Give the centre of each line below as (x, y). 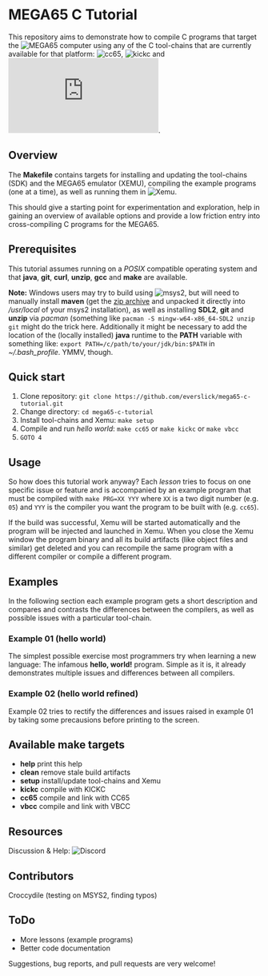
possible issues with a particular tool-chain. (80, 618)
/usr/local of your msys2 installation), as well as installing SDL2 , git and (126, 309)
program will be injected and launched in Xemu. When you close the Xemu (131, 531)
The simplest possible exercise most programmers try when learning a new (132, 656)
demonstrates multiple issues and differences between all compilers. (122, 673)
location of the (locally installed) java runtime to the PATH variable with (125, 335)
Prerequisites (42, 249)
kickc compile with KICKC (63, 790)
